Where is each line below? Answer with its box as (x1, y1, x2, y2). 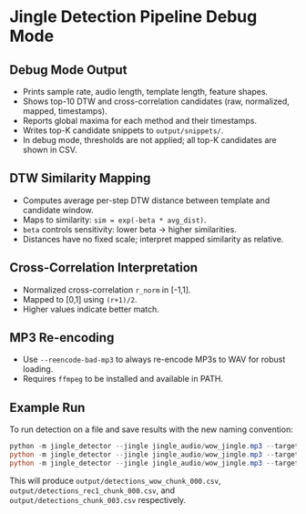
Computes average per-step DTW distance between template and (22, 194, 270, 206)
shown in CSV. (22, 144, 77, 155)
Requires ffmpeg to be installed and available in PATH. (22, 374, 224, 385)
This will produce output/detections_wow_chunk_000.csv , (9, 475, 221, 486)
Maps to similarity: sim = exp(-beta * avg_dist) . (22, 214, 207, 225)
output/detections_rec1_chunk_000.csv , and (9, 485, 176, 496)
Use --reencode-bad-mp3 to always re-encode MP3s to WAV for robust (22, 354, 286, 365)
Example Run (9, 399, 86, 416)
